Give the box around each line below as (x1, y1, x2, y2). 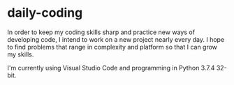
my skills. (7, 50, 34, 59)
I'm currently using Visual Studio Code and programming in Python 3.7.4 (7, 63, 215, 72)
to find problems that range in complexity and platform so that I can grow (7, 42, 218, 51)
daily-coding (7, 5, 83, 21)
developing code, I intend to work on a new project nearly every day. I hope (7, 35, 225, 43)
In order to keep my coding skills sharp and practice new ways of (7, 28, 196, 36)
